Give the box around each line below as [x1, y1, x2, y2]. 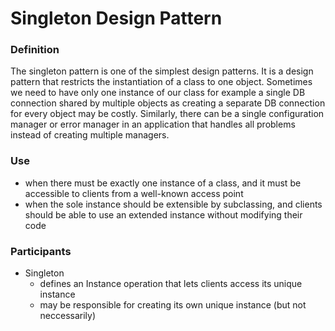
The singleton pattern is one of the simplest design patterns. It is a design [10, 65, 314, 77]
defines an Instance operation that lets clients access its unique [39, 278, 303, 290]
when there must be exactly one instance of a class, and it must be [24, 177, 302, 189]
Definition [10, 43, 60, 57]
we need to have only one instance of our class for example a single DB [10, 87, 306, 99]
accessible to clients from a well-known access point [24, 187, 244, 199]
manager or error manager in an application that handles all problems [10, 118, 296, 131]
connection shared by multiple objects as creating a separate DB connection [10, 97, 326, 109]
